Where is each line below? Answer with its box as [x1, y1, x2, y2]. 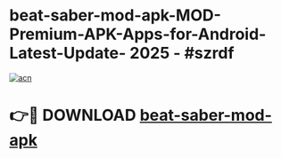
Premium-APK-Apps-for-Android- [9, 24, 267, 44]
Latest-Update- [9, 43, 127, 63]
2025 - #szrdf [128, 43, 235, 63]
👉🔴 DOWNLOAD [9, 106, 136, 125]
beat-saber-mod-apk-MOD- [9, 5, 221, 26]
